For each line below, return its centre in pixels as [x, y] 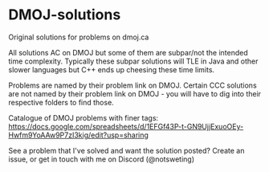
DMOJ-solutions [65, 15]
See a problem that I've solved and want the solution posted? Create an [126, 150]
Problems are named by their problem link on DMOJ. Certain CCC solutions [132, 85]
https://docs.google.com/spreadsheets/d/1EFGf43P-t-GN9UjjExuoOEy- [126, 126]
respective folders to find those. [61, 102]
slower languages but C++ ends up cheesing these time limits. [112, 69]
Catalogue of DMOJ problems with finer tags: [84, 117]
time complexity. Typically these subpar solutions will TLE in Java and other [133, 61]
